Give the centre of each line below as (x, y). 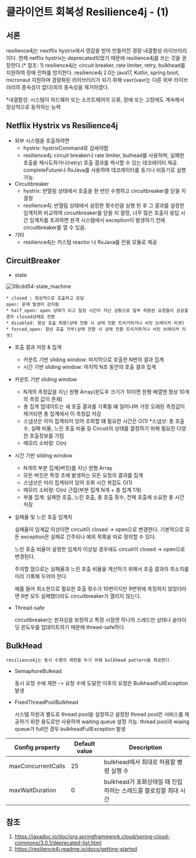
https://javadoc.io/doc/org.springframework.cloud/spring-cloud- (92, 837)
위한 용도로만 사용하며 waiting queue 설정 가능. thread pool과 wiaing (110, 722)
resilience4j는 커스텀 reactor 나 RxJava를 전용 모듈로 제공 (90, 242)
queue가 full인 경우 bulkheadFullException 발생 (70, 729)
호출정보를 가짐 (47, 435)
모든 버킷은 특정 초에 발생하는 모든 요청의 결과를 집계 (83, 475)
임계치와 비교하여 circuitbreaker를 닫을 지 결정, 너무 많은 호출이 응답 (101, 213)
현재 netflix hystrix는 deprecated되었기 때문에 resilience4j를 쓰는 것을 (99, 58)
